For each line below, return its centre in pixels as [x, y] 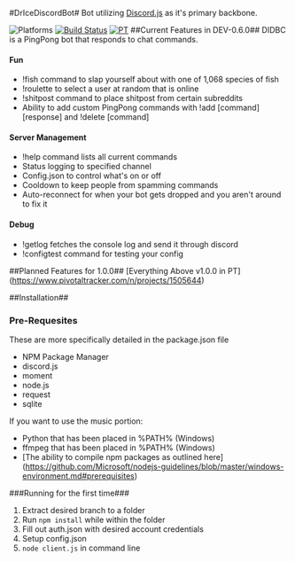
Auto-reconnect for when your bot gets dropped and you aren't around [151, 195]
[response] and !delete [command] [85, 117]
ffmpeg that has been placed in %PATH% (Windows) [118, 448]
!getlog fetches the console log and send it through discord [130, 244]
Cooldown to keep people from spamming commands [120, 185]
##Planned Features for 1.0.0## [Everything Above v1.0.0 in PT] [125, 270]
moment [37, 375]
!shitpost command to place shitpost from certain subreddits [132, 98]
